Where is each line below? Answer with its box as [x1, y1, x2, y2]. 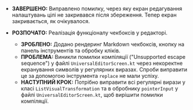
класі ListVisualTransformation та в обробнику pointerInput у [20, 85, 178, 92]
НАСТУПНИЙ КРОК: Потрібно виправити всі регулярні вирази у [20, 78, 186, 86]
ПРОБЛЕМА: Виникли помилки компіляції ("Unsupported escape [20, 54, 186, 60]
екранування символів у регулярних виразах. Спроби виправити [20, 66, 188, 73]
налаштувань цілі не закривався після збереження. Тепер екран [11, 11, 177, 18]
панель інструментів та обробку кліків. [20, 47, 121, 54]
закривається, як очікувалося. [11, 18, 90, 24]
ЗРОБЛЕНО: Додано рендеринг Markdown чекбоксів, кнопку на [20, 41, 185, 48]
